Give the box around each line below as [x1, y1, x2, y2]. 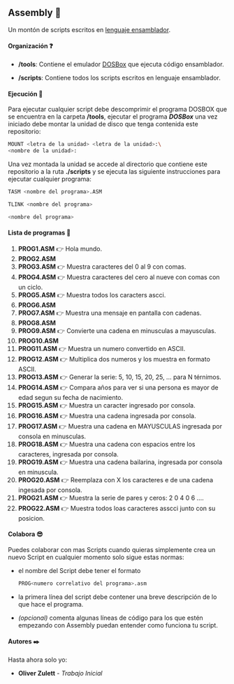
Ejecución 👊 [8, 89, 43, 98]
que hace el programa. [17, 600, 84, 608]
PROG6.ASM [17, 301, 57, 309]
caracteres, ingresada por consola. [17, 449, 119, 458]
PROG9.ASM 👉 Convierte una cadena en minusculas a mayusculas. [17, 326, 217, 335]
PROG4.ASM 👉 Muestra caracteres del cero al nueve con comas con [17, 273, 220, 281]
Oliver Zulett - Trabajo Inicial [17, 669, 103, 678]
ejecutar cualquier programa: [8, 174, 92, 183]
